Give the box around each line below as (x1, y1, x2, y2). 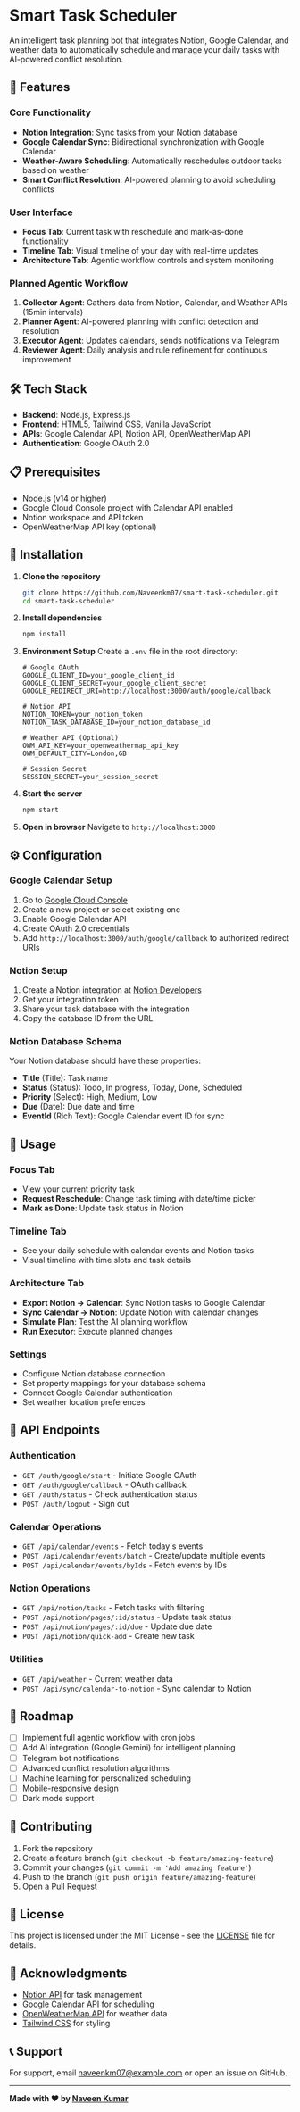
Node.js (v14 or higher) (21, 493, 107, 503)
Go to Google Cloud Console (21, 894, 128, 905)
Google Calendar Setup (9, 874, 112, 886)
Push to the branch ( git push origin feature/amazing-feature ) (21, 1871, 256, 1882)
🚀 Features (9, 79, 71, 95)
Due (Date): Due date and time (21, 1102, 136, 1112)
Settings (9, 1348, 47, 1360)
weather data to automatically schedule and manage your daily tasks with (9, 44, 279, 54)
